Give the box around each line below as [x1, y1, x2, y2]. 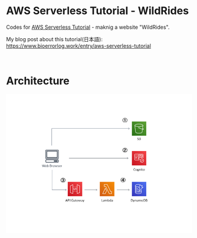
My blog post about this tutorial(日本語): [6, 35, 103, 42]
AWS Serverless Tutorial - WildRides [6, 4, 189, 18]
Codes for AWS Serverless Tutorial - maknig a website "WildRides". [6, 24, 170, 31]
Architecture [6, 75, 70, 88]
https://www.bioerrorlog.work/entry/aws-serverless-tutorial [6, 42, 152, 49]
